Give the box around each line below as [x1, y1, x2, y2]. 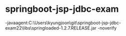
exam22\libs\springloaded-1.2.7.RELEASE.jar [5, 25, 96, 31]
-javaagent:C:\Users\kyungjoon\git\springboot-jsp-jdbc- [5, 20, 121, 26]
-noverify [97, 25, 117, 31]
